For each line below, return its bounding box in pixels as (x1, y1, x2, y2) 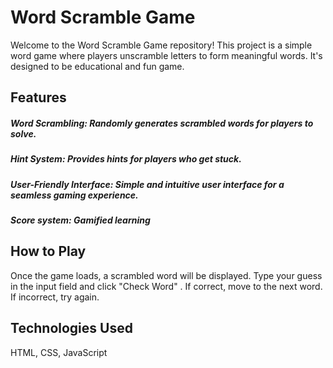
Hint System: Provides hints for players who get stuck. (10, 153, 242, 165)
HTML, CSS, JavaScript (10, 346, 108, 358)
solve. (10, 127, 37, 140)
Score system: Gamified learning (10, 214, 151, 226)
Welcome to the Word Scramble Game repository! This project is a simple (10, 39, 313, 51)
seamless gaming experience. (10, 189, 139, 201)
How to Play (10, 243, 87, 260)
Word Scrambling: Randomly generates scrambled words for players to (10, 117, 314, 129)
